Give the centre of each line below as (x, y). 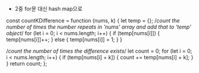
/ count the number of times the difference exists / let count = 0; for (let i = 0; (99, 51)
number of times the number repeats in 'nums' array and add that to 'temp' (99, 27)
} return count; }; (27, 64)
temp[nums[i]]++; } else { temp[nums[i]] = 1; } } (64, 39)
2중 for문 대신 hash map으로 (49, 9)
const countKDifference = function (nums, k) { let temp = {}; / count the (93, 20)
